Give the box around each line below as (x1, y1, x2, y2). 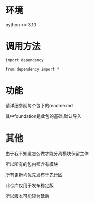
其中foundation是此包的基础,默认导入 (5, 113, 82, 119)
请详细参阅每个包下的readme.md (5, 102, 73, 108)
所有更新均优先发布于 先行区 (5, 172, 63, 178)
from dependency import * (5, 66, 59, 72)
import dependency (5, 57, 44, 63)
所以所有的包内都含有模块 (5, 161, 58, 167)
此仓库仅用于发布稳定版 (5, 182, 54, 188)
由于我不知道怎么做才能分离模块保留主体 (5, 150, 89, 156)
